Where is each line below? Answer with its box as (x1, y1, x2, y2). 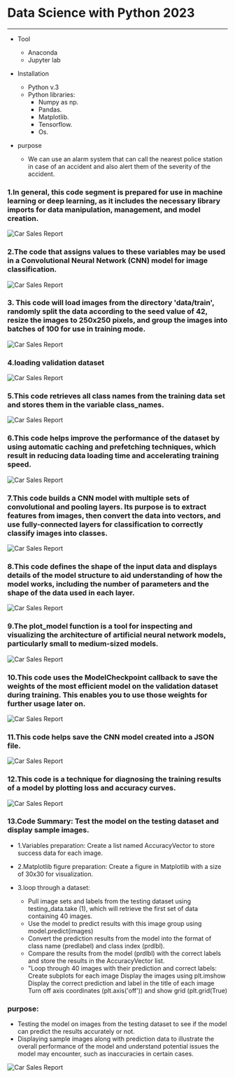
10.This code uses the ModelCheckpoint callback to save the (7, 672, 218, 682)
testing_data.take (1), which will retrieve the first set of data (27, 904, 198, 912)
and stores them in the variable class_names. (7, 400, 164, 410)
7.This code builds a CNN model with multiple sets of (7, 493, 190, 503)
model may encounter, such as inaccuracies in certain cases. (17, 1050, 194, 1058)
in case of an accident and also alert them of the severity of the (27, 162, 211, 170)
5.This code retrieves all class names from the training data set (7, 391, 226, 401)
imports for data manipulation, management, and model (7, 205, 201, 215)
